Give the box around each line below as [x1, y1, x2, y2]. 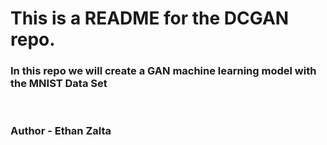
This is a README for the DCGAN [10, 7, 290, 30]
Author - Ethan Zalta [10, 124, 112, 138]
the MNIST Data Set [10, 77, 108, 91]
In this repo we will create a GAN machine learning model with [10, 64, 317, 78]
